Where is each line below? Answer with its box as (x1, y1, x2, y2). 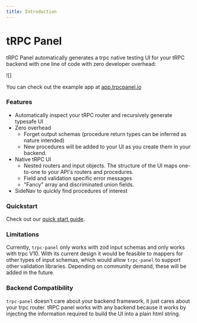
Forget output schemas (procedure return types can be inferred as (23, 130, 187, 137)
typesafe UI (14, 118, 43, 125)
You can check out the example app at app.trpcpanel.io (6, 83, 142, 90)
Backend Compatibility (6, 284, 74, 292)
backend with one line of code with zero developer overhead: (6, 60, 157, 67)
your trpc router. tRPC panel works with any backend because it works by (6, 303, 186, 311)
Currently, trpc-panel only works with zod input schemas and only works (6, 244, 185, 251)
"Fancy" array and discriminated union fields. (23, 180, 135, 188)
